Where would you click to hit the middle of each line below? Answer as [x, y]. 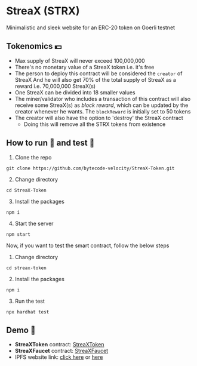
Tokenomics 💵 [34, 46]
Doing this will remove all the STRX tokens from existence [95, 124]
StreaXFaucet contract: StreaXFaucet [61, 351]
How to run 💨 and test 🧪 [50, 143]
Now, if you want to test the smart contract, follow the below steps [88, 245]
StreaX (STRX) [43, 11]
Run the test [30, 301]
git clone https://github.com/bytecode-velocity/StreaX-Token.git [90, 168]
